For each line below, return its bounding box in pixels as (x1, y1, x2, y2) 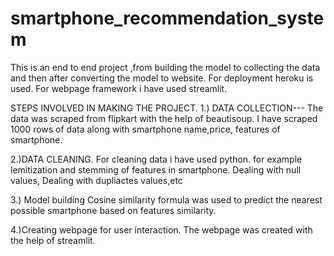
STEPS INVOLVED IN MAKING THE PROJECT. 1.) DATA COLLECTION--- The (10, 102, 324, 114)
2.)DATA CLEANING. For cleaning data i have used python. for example (10, 153, 303, 165)
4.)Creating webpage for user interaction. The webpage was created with (10, 223, 313, 236)
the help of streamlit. (10, 234, 96, 246)
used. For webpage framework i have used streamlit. (10, 82, 228, 94)
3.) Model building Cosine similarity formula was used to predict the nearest (10, 193, 323, 206)
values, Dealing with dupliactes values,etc (10, 174, 183, 186)
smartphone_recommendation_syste (10, 7, 325, 30)
